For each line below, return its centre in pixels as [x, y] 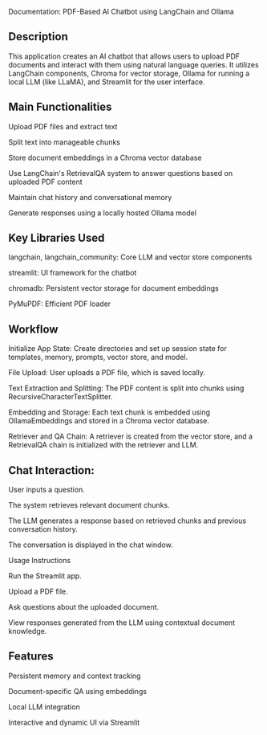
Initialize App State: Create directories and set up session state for [117, 349]
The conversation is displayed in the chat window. [91, 545]
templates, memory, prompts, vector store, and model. [98, 357]
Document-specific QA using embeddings [77, 691]
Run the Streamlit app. [45, 576]
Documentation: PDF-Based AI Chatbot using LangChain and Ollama [121, 12]
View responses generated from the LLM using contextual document [121, 623]
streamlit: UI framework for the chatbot [73, 273]
